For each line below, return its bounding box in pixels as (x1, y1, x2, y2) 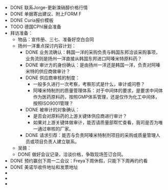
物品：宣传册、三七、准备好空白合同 (17, 36, 94, 42)
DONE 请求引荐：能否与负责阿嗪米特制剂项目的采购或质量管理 (25, 132, 156, 138)
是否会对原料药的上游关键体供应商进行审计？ (33, 113, 128, 119)
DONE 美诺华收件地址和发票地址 (10, 164, 78, 170)
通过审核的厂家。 (37, 126, 74, 132)
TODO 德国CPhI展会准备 (10, 23, 62, 30)
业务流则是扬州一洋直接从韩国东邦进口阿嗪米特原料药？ (25, 56, 142, 61)
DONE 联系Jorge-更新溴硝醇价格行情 (10, 5, 88, 10)
